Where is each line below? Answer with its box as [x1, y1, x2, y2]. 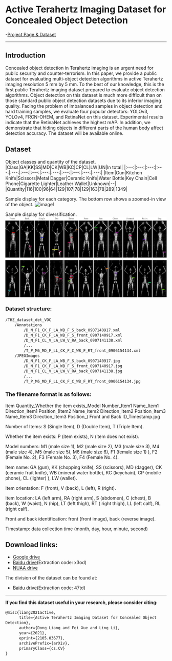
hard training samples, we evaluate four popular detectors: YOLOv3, [5, 108, 149, 114]
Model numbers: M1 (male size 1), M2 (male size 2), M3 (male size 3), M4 [5, 443, 160, 449]
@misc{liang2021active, [5, 610, 56, 615]
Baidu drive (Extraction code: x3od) [12, 559, 87, 566]
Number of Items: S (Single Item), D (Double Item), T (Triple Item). [5, 423, 144, 429]
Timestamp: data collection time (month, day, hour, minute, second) [5, 526, 148, 532]
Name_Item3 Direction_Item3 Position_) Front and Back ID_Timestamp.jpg [5, 413, 160, 419]
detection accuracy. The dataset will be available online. [5, 130, 124, 136]
